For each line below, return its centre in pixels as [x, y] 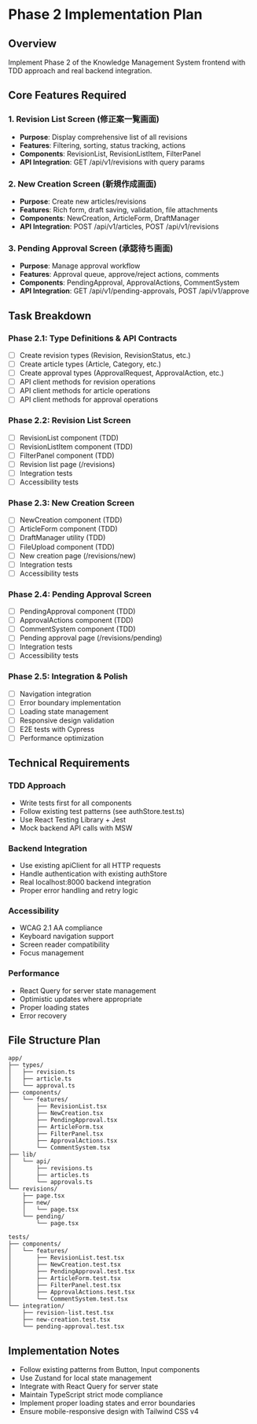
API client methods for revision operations [87, 382]
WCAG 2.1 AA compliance [61, 928]
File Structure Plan [54, 1041]
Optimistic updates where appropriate [81, 999]
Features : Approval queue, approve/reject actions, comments [119, 274]
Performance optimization [62, 738]
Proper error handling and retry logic [79, 891]
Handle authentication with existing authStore [93, 874]
